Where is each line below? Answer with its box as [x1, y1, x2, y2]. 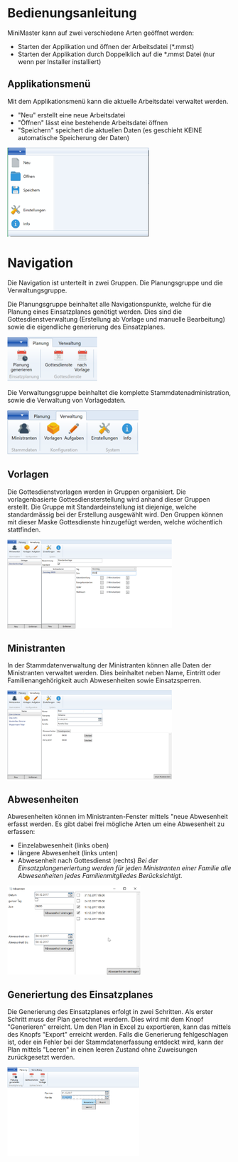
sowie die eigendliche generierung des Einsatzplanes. [7, 322, 166, 331]
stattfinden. [7, 525, 41, 534]
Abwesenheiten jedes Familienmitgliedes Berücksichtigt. [17, 872, 183, 880]
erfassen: [7, 828, 36, 836]
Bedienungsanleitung [7, 5, 137, 21]
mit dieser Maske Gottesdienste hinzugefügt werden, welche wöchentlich [7, 517, 222, 526]
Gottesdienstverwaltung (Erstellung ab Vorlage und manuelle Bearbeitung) [7, 315, 226, 323]
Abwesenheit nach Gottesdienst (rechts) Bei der [17, 856, 158, 865]
